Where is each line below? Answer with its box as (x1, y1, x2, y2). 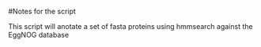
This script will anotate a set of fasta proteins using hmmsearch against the (8, 22, 253, 31)
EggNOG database (8, 31, 70, 39)
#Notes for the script (8, 7, 77, 16)
